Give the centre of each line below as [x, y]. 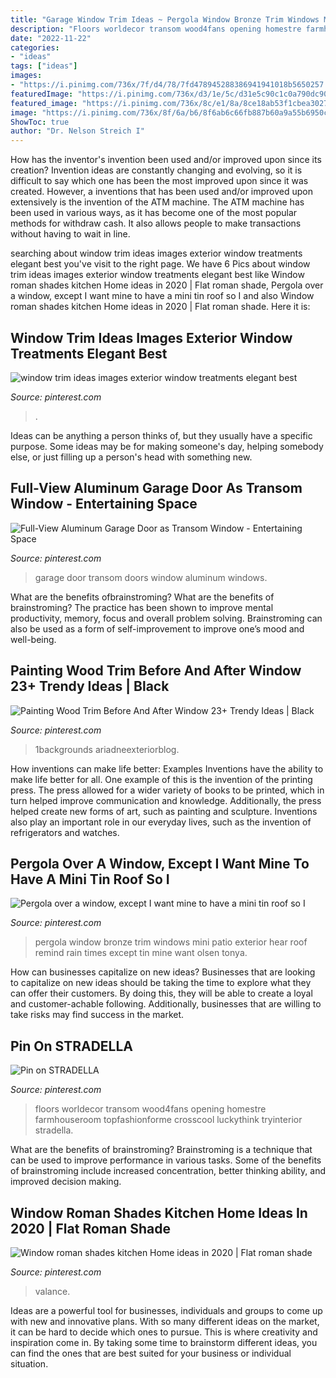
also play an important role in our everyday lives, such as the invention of [161, 822]
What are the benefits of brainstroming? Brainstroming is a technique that [161, 1150]
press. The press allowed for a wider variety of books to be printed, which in [167, 790]
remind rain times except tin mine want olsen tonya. [141, 953]
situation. [29, 1364]
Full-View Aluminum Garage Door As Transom [156, 488]
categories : [35, 47]
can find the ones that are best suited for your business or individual [151, 1353]
